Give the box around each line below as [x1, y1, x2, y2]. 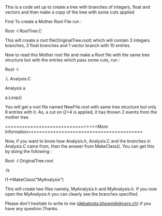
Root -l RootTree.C [5, 28, 42, 33]
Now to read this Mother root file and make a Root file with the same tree [5, 52, 150, 58]
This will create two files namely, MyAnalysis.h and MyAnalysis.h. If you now [5, 186, 157, 192]
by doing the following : [5, 149, 52, 154]
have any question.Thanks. [5, 206, 59, 211]
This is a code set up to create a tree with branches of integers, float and [5, 4, 150, 10]
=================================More [5, 123, 108, 129]
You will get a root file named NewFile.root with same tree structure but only [5, 104, 157, 109]
